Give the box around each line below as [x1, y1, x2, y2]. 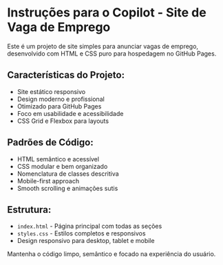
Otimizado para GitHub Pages [17, 102, 102, 111]
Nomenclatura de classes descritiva [17, 170, 119, 178]
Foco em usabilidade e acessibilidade [17, 109, 124, 117]
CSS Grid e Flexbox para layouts [17, 117, 109, 125]
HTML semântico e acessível [17, 154, 100, 163]
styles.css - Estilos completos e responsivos [17, 229, 146, 238]
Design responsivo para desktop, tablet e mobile [17, 237, 155, 245]
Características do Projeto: [7, 69, 125, 81]
